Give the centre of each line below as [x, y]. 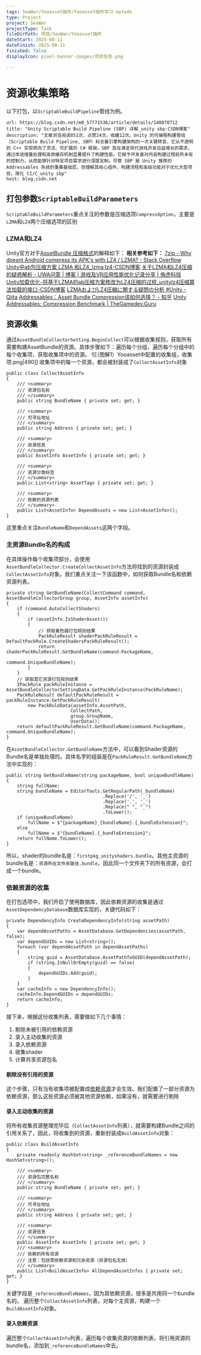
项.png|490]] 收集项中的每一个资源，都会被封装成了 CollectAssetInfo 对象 [97, 362]
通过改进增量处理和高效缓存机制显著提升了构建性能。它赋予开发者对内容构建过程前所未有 [100, 154]
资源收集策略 [38, 93]
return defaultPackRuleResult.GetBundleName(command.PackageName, [101, 726]
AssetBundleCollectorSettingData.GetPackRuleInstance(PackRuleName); [95, 690]
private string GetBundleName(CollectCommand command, [76, 593]
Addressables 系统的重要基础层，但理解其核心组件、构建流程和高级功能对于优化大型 [97, 167]
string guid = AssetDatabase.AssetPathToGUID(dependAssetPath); [109, 958]
